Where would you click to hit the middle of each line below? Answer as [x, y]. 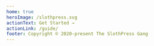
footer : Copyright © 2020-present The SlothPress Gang [77, 34]
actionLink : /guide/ [33, 28]
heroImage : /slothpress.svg [42, 17]
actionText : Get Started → [40, 23]
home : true [20, 12]
